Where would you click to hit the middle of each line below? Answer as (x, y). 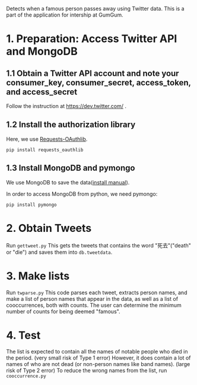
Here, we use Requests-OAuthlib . (47, 139)
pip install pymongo (32, 205)
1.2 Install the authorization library (71, 125)
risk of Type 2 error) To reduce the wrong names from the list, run (87, 371)
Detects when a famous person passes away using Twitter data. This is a (96, 9)
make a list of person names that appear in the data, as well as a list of (92, 298)
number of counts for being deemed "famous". (63, 311)
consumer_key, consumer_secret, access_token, (99, 82)
